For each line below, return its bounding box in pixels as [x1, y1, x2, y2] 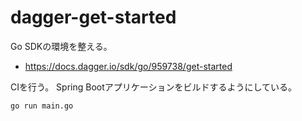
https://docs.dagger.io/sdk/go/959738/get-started [24, 60, 233, 72]
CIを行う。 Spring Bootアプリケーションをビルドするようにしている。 [10, 81, 298, 93]
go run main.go [10, 101, 74, 111]
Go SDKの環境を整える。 [10, 40, 113, 52]
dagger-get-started [10, 6, 177, 29]
